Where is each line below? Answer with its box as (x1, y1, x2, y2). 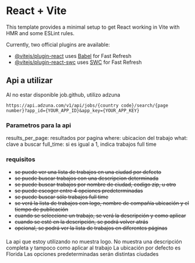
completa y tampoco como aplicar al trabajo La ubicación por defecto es (6, 244, 181, 251)
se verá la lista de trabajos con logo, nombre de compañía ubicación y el (14, 200, 189, 207)
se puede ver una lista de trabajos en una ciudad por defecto (14, 169, 162, 176)
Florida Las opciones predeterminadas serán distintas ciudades (6, 250, 159, 257)
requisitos (6, 155, 36, 163)
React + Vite (6, 4, 67, 18)
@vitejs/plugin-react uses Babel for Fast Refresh (14, 52, 132, 59)
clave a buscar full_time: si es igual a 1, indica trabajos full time (6, 141, 156, 148)
